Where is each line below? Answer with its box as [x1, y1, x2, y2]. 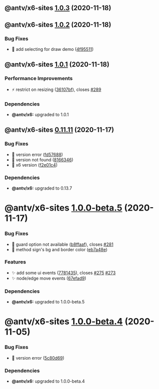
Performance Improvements [4, 75, 73, 82]
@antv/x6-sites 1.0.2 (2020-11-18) [4, 21, 112, 29]
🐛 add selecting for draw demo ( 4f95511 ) [11, 46, 94, 52]
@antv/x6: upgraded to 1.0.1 [11, 112, 69, 118]
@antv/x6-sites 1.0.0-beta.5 [4, 202, 122, 214]
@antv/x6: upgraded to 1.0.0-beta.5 [11, 299, 85, 305]
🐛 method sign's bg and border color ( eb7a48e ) [11, 246, 108, 252]
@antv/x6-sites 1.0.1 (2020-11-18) [4, 61, 110, 69]
